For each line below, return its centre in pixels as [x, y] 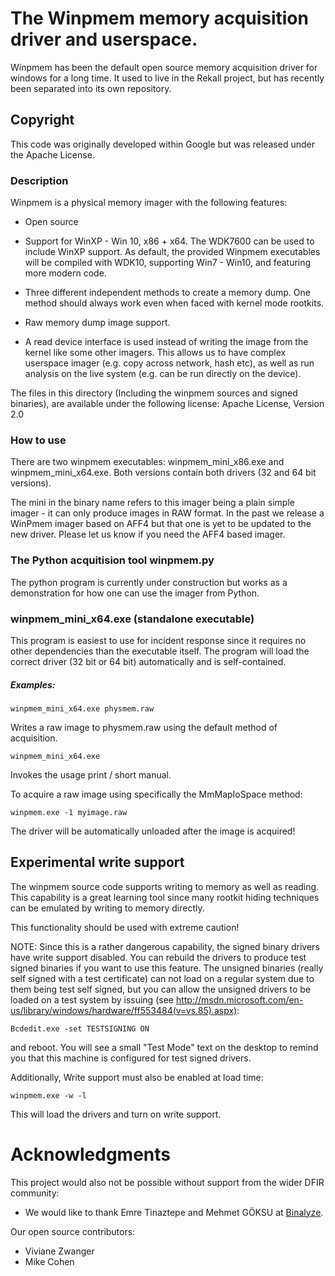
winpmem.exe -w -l [48, 1095]
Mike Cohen [49, 1261]
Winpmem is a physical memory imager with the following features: [149, 203]
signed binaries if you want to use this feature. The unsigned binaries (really [167, 968]
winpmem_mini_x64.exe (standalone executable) [132, 619]
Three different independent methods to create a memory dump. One [167, 293]
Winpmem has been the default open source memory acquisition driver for [164, 67]
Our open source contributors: [73, 1231]
